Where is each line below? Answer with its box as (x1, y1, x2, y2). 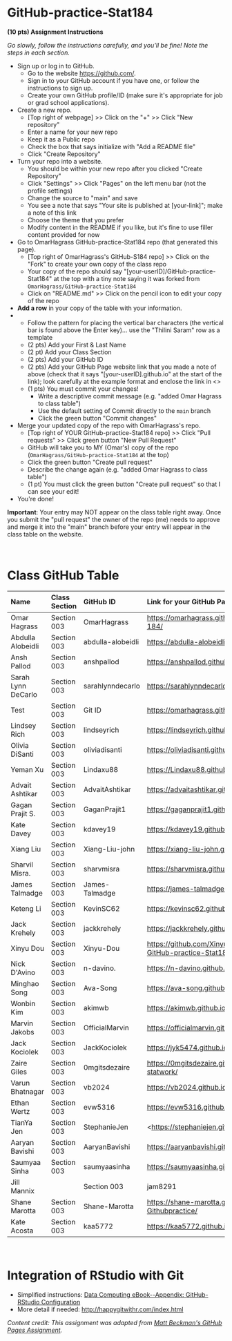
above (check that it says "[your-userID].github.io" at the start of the (27, 369, 222, 378)
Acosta (10, 1226, 34, 1235)
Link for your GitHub (146, 597, 215, 606)
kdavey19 (83, 824, 116, 833)
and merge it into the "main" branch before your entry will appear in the (7, 523, 211, 531)
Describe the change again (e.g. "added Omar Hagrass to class (27, 465, 209, 474)
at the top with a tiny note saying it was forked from (53, 274, 200, 282)
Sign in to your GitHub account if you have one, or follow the (27, 76, 200, 84)
